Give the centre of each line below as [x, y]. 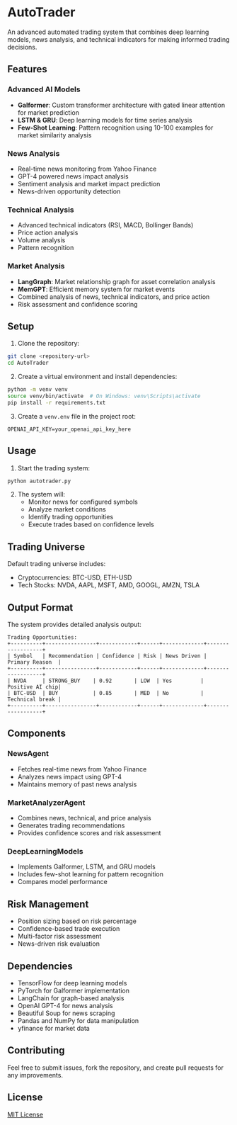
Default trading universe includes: [57, 564]
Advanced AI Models [44, 89]
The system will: [41, 494]
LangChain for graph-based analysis [71, 998]
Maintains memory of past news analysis [77, 784]
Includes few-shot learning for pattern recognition [91, 874]
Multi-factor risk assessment [59, 937]
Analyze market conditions [67, 509]
